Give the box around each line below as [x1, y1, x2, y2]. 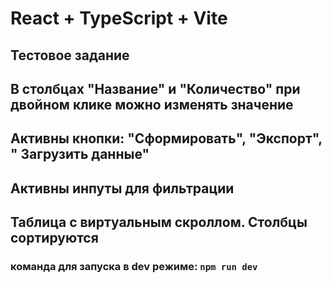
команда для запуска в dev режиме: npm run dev [10, 260, 258, 274]
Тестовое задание [10, 47, 130, 64]
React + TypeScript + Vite [10, 7, 228, 30]
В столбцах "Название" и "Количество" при [10, 80, 301, 97]
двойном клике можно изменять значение [10, 96, 294, 113]
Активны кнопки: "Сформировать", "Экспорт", [10, 130, 323, 147]
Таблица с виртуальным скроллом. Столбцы [10, 214, 308, 231]
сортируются [10, 230, 99, 247]
